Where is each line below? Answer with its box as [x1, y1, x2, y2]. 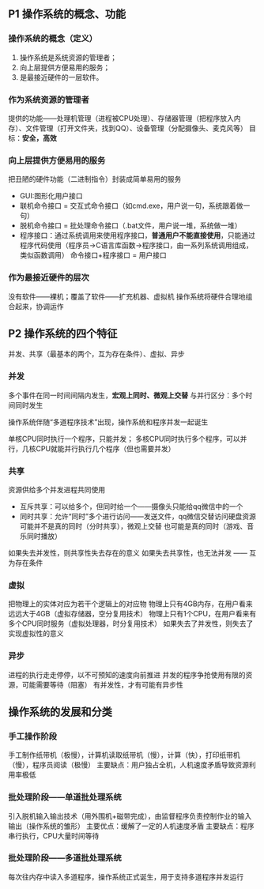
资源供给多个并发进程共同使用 [8, 484, 105, 494]
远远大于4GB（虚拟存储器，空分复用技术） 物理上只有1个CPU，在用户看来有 [8, 609, 257, 619]
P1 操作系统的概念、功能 [8, 7, 126, 21]
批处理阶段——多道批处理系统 [8, 853, 123, 864]
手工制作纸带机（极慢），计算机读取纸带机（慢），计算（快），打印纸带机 [8, 750, 240, 760]
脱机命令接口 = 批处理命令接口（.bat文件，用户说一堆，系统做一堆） [19, 220, 243, 231]
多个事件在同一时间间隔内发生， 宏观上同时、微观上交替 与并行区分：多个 [8, 390, 246, 400]
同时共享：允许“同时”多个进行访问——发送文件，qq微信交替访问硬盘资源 [19, 511, 257, 521]
